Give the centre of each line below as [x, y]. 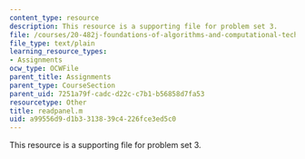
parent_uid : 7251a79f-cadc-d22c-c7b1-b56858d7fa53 [107, 94]
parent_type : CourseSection [63, 85]
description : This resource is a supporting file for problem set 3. [144, 26]
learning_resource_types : [58, 52]
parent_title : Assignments [60, 77]
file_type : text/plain [52, 43]
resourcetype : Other [49, 102]
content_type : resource [54, 18]
